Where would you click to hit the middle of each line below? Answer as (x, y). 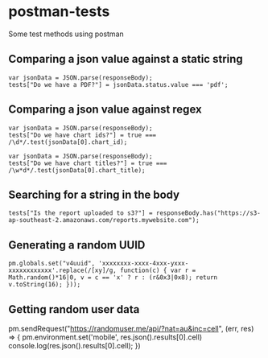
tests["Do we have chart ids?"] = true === (82, 135)
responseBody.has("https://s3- (208, 213)
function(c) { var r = (158, 271)
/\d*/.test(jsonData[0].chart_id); (68, 142)
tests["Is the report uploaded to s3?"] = (80, 213)
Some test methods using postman (66, 34)
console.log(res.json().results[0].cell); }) (74, 346)
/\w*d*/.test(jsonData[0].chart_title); (77, 170)
